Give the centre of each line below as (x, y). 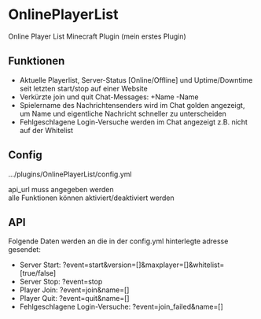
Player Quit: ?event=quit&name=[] (74, 299)
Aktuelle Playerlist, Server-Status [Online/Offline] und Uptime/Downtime (136, 80)
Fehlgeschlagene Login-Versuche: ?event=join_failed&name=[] (121, 307)
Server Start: (40, 265)
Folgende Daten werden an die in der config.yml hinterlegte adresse (118, 241)
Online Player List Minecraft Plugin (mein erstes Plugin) (97, 36)
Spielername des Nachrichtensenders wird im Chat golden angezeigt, (132, 105)
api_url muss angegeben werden (61, 189)
